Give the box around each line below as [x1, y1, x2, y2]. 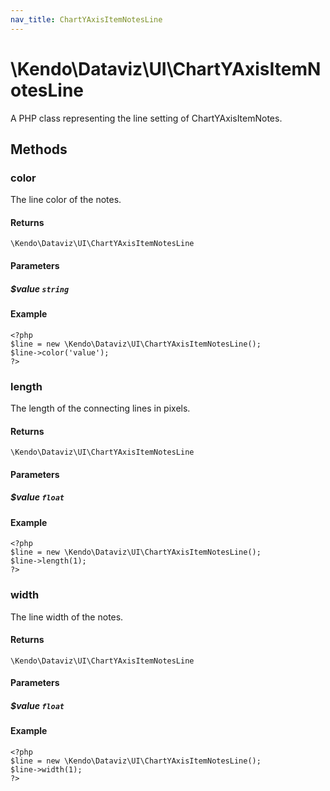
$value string [10, 282, 70, 295]
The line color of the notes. [10, 194, 122, 206]
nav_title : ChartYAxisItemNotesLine [10, 14, 163, 25]
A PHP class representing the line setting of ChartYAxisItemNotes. [10, 112, 283, 124]
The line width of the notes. [10, 611, 124, 623]
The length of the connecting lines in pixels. [10, 402, 191, 414]
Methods [10, 141, 68, 158]
